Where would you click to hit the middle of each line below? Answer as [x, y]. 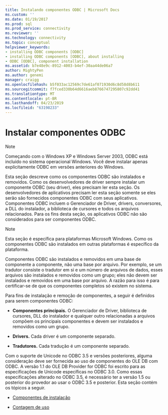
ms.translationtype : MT [30, 94]
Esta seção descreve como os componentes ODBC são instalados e [75, 177]
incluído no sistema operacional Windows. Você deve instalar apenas [76, 162]
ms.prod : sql [19, 24]
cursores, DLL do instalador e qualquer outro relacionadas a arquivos [83, 316]
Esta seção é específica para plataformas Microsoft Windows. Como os [79, 238]
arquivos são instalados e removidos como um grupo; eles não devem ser [81, 275]
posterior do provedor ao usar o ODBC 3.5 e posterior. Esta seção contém [81, 382]
